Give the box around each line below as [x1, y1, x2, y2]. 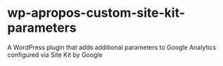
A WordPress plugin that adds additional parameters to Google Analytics [7, 43, 216, 51]
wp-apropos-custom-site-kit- [7, 5, 186, 21]
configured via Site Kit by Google [7, 51, 103, 59]
